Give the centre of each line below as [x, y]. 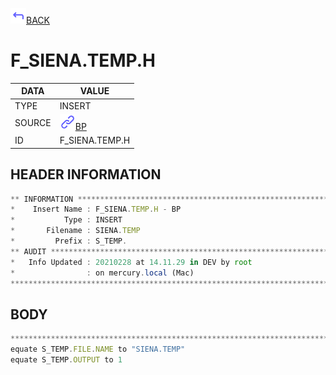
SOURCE [33, 123]
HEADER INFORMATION [86, 174]
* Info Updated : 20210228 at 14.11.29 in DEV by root [131, 262]
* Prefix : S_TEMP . [69, 241]
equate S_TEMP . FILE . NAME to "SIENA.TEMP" [98, 349]
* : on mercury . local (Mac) [102, 273]
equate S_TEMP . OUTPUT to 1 [66, 359]
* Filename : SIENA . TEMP [75, 231]
